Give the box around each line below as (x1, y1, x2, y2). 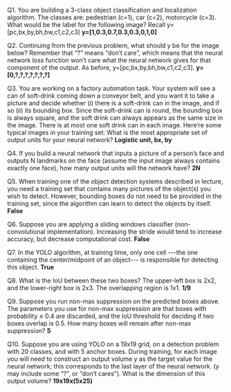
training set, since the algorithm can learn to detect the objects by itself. (7, 199, 212, 207)
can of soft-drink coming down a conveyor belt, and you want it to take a (7, 91, 214, 100)
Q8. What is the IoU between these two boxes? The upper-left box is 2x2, (7, 276, 216, 285)
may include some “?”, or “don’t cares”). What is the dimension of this (7, 370, 205, 377)
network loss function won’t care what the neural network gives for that (7, 56, 211, 64)
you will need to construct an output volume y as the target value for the (7, 355, 213, 363)
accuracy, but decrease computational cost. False (7, 235, 150, 243)
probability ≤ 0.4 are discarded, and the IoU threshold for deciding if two (7, 312, 214, 320)
